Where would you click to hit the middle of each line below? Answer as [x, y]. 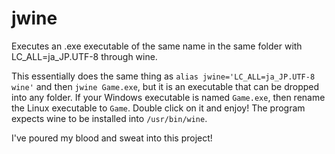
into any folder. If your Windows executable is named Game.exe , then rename [168, 97]
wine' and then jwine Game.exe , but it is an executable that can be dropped [165, 86]
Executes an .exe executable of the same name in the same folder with [157, 46]
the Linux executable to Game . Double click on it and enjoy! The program [158, 108]
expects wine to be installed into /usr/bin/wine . [109, 118]
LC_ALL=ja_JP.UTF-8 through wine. [84, 56]
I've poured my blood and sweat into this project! [112, 138]
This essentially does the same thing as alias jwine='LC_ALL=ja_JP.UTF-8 [163, 76]
